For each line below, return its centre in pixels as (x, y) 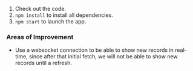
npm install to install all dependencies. (64, 15)
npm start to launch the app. (51, 21)
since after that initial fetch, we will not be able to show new (104, 57)
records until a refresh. (44, 63)
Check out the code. (41, 9)
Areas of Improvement (40, 37)
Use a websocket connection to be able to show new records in (94, 50)
